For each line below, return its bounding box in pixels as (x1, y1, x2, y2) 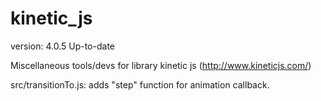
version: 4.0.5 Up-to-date (10, 40, 115, 52)
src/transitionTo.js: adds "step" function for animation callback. (10, 78, 270, 91)
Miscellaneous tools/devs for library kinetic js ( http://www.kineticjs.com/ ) (10, 59, 312, 71)
